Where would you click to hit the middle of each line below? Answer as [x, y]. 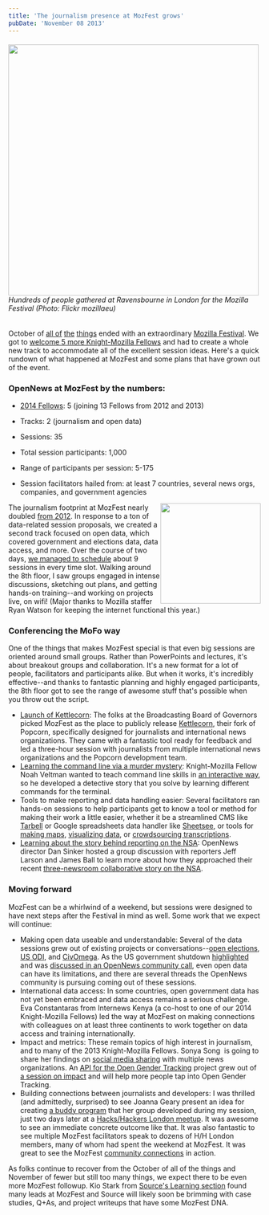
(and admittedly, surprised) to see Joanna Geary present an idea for [132, 1102]
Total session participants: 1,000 [73, 452]
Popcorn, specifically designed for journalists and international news [133, 732]
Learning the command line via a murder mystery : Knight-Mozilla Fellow [139, 766]
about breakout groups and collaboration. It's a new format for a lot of [123, 665]
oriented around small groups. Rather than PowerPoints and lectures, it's [128, 657]
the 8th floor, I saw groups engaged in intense [84, 576]
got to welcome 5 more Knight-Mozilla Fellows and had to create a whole [128, 341]
